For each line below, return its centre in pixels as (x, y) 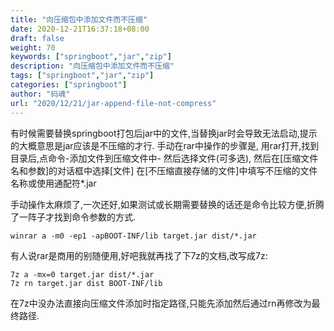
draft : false (37, 38)
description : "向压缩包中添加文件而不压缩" (92, 66)
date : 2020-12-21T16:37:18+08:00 (80, 29)
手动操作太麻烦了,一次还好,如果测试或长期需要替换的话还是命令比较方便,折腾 (167, 204)
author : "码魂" (40, 94)
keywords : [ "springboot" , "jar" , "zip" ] (91, 57)
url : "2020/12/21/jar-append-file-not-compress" (113, 103)
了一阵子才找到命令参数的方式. (73, 217)
